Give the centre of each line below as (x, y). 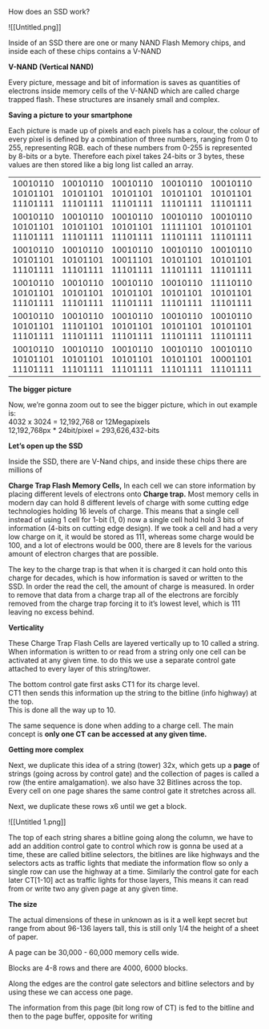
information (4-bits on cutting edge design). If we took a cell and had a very (133, 528)
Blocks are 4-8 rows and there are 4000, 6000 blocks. (98, 968)
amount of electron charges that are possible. (83, 554)
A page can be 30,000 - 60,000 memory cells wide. (94, 952)
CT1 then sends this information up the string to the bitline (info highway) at (133, 693)
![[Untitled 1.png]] (37, 822)
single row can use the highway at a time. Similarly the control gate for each (133, 872)
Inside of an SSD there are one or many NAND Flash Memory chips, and (127, 43)
